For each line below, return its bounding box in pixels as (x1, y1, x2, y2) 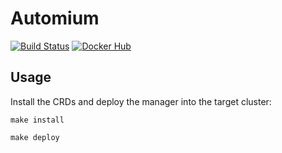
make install (10, 115, 65, 125)
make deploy (10, 132, 60, 142)
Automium (10, 7, 100, 30)
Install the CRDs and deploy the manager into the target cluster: (10, 95, 272, 107)
